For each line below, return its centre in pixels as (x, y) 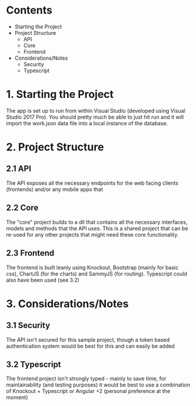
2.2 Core (22, 208)
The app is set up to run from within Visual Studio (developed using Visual (96, 110)
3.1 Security (28, 325)
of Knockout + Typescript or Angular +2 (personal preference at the (88, 391)
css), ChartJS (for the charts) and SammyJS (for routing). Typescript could (97, 274)
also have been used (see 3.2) (43, 280)
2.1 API (19, 169)
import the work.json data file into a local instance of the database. (87, 123)
